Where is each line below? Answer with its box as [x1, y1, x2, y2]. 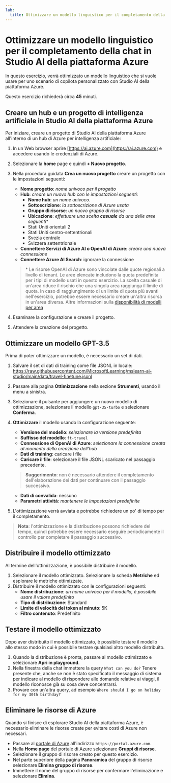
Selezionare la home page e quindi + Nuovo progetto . [12, 160, 126, 167]
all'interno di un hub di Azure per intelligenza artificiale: [5, 135, 121, 142]
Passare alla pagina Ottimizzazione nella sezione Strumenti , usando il [12, 383, 161, 389]
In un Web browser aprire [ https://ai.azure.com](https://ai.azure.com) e [12, 145, 162, 151]
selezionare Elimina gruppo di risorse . [12, 762, 94, 768]
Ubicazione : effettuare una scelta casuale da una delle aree [27, 213, 156, 219]
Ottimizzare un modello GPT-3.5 [5, 339, 109, 348]
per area [25, 305, 43, 311]
